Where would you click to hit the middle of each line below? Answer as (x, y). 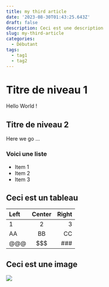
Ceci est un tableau (42, 198)
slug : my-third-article (35, 34)
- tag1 (19, 55)
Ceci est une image (42, 264)
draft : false (22, 22)
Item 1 (22, 167)
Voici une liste (27, 154)
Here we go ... (23, 139)
